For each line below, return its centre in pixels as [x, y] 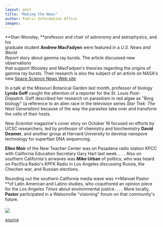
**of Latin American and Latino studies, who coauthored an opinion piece [79, 184]
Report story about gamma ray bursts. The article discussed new [70, 58]
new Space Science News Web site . [41, 79]
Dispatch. [15, 99]
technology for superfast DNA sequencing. [48, 139]
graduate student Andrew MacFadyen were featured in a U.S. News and [78, 47]
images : [13, 23]
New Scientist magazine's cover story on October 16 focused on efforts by [80, 124]
